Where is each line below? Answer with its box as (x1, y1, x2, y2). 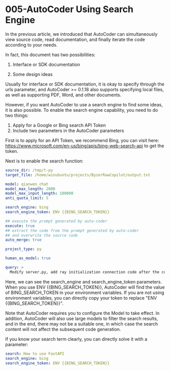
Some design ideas (12, 71, 53, 77)
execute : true (5, 223, 35, 228)
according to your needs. (5, 42, 58, 48)
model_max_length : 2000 (5, 186, 56, 191)
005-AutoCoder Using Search (5, 4, 134, 15)
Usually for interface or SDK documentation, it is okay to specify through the (5, 81, 164, 87)
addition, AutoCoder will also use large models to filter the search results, (5, 315, 158, 321)
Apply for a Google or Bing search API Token (12, 122, 106, 128)
